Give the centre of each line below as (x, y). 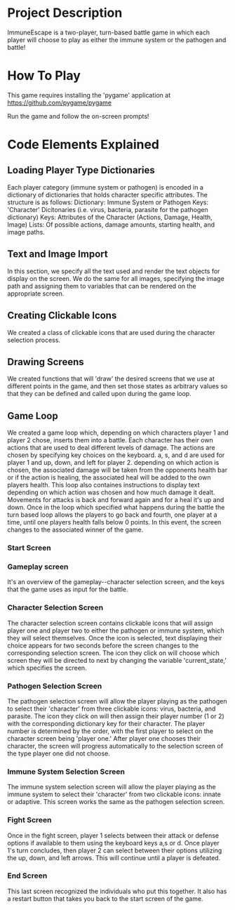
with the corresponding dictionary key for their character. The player (106, 723)
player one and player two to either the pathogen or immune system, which (116, 631)
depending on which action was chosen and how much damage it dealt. (111, 492)
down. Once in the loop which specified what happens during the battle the (116, 508)
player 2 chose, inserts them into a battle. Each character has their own (110, 440)
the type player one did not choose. (59, 753)
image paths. (26, 232)
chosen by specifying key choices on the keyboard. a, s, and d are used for (116, 455)
